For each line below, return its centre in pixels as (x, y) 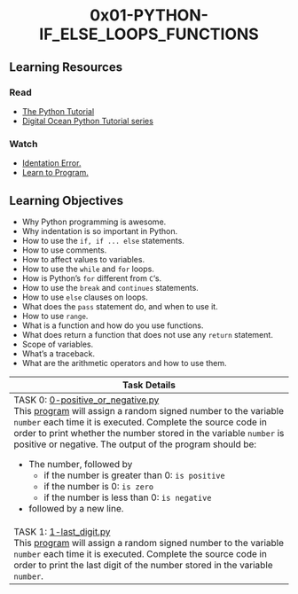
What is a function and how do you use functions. (113, 325)
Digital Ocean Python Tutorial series (87, 121)
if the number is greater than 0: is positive (134, 475)
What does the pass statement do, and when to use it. (120, 306)
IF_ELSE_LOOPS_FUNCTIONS (149, 34)
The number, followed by (81, 464)
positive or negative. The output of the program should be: (135, 444)
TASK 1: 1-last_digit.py (62, 531)
